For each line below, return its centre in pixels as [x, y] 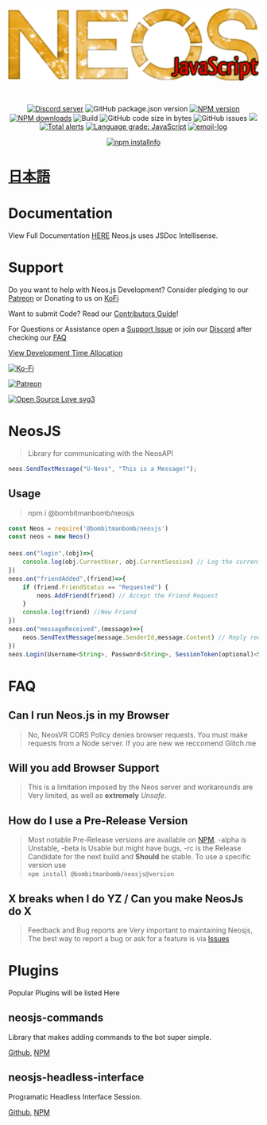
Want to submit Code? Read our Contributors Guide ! [93, 313]
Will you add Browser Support [84, 768]
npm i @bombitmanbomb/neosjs [81, 512]
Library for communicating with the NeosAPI [100, 453]
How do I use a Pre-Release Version [98, 821]
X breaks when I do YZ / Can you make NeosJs [126, 899]
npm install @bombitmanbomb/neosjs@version [101, 874]
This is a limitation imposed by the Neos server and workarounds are [140, 787]
